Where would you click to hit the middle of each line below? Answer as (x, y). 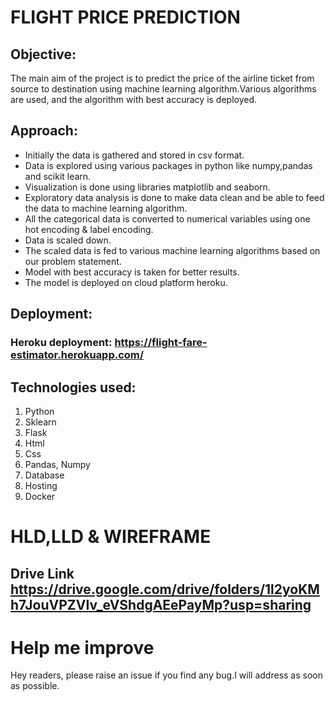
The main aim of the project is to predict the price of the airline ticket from (162, 78)
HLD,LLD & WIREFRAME (111, 537)
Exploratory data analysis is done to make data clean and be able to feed (174, 197)
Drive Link (42, 573)
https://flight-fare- (161, 343)
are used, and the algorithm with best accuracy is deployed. (134, 99)
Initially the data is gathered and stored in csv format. (134, 155)
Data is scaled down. (68, 240)
